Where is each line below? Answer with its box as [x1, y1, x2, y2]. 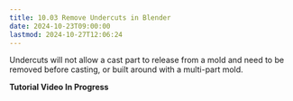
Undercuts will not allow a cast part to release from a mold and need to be [9, 55, 285, 66]
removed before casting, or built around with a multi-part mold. [9, 64, 243, 75]
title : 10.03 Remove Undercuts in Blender [9, 13, 171, 23]
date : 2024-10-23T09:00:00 [9, 22, 111, 31]
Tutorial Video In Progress [9, 82, 109, 93]
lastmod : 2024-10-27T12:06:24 [9, 30, 124, 39]
